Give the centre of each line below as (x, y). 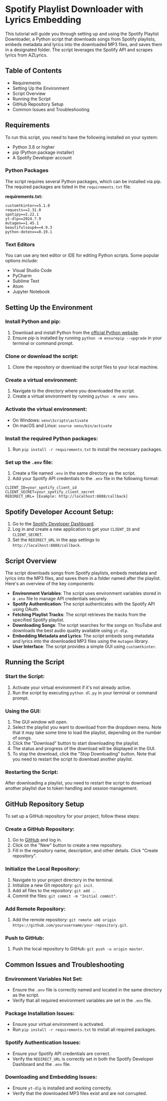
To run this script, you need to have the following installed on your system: (82, 137)
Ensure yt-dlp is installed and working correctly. (62, 1088)
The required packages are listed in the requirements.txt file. (68, 187)
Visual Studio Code (32, 270)
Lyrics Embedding (43, 20)
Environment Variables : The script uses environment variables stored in (86, 593)
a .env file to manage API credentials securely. (60, 598)
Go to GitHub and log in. (37, 840)
